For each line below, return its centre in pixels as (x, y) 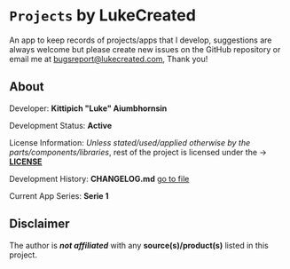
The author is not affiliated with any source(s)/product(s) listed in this (139, 245)
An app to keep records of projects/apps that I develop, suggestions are (141, 40)
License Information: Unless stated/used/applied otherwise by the (130, 142)
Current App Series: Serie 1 (59, 195)
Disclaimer (39, 224)
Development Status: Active (61, 125)
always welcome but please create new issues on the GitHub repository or (145, 49)
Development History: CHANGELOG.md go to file (99, 178)
